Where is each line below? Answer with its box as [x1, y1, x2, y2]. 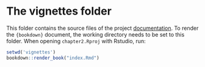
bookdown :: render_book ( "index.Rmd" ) [6, 55, 99, 61]
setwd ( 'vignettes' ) [6, 49, 56, 55]
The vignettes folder [6, 4, 112, 18]
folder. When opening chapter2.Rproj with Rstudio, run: [6, 37, 146, 44]
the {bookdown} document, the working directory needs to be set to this [6, 30, 185, 38]
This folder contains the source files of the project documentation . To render [6, 24, 199, 32]
